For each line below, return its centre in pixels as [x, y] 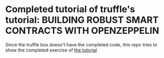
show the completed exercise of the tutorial [51, 50]
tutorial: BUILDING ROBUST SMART [82, 20]
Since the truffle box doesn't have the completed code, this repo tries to [81, 44]
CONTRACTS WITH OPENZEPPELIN [82, 31]
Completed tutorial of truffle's [70, 9]
